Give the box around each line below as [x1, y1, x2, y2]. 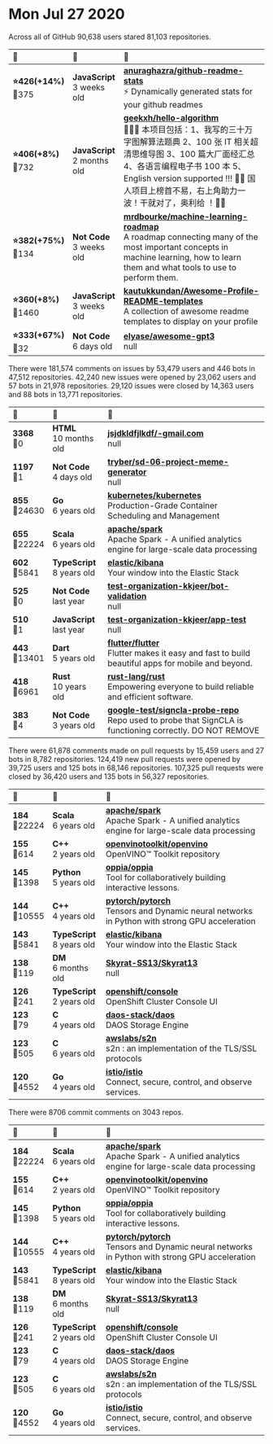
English [123, 173, 152, 184]
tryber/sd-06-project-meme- [107, 456, 229, 467]
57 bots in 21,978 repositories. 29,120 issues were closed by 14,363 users [8, 380, 254, 391]
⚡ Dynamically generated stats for [123, 85, 253, 97]
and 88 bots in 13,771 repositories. [8, 389, 123, 399]
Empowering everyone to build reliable [107, 680, 254, 692]
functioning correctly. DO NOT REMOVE [107, 724, 260, 736]
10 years [52, 680, 87, 692]
